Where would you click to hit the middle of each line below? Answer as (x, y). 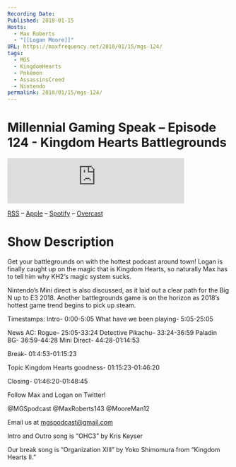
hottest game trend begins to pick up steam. (72, 305)
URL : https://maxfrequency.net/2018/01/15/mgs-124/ (85, 47)
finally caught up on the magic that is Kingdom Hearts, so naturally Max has (118, 269)
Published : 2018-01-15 (41, 20)
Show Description (61, 242)
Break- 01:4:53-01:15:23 (42, 354)
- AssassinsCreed (39, 79)
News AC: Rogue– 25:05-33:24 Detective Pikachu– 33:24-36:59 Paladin (112, 332)
